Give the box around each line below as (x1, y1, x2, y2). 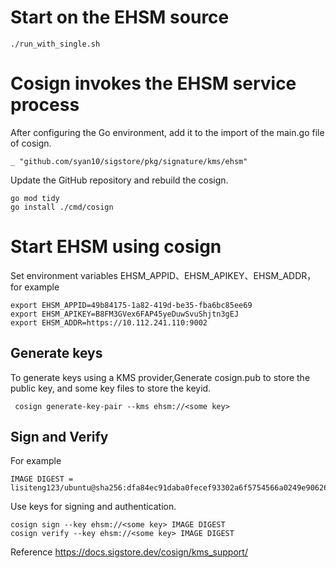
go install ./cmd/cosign (10, 202, 114, 212)
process (10, 94, 80, 116)
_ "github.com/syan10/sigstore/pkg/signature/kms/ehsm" (10, 156, 248, 166)
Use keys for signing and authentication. (10, 501, 177, 513)
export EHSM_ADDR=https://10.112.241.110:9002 (10, 317, 208, 328)
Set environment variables (10, 269, 118, 281)
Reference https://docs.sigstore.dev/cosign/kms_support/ (10, 546, 248, 558)
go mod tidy (10, 193, 60, 203)
